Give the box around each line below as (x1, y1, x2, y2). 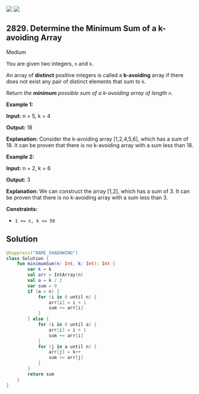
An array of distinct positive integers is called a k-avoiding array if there (6, 71, 184, 78)
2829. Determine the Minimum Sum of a (6, 24, 157, 34)
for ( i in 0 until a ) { (37, 322, 97, 328)
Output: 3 (6, 176, 31, 183)
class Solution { (6, 255, 49, 261)
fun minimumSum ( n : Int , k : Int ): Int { (17, 261, 116, 267)
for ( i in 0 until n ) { (37, 294, 97, 300)
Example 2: (6, 153, 34, 160)
